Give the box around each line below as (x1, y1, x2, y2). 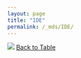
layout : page (7, 10, 46, 17)
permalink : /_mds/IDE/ (7, 23, 74, 30)
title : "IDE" (7, 17, 46, 24)
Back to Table (15, 43, 56, 52)
